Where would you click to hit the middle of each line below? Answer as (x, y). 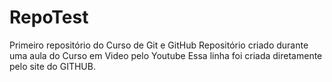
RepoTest (49, 17)
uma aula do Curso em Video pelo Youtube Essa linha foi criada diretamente (166, 55)
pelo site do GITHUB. (52, 66)
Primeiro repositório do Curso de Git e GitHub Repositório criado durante (159, 45)
